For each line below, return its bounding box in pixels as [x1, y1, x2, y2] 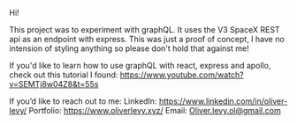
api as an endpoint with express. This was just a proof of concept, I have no [9, 34, 285, 44]
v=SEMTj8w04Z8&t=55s [9, 79, 99, 89]
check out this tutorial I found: [9, 69, 118, 80]
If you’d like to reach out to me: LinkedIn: [9, 96, 157, 106]
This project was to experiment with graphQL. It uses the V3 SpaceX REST [9, 25, 280, 34]
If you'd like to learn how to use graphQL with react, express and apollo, [9, 61, 271, 70]
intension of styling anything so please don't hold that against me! [9, 43, 249, 54]
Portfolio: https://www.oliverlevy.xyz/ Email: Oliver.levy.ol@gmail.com [28, 106, 281, 115]
